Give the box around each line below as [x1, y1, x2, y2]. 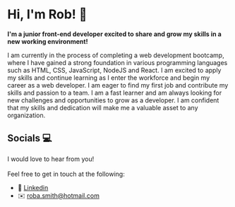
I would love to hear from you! [7, 155, 95, 163]
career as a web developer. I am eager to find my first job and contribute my [7, 81, 229, 89]
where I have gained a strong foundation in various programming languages [7, 58, 228, 66]
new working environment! [7, 37, 88, 45]
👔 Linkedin [17, 183, 49, 191]
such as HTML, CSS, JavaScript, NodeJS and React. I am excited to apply [7, 66, 222, 74]
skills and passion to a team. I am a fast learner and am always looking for [7, 88, 222, 97]
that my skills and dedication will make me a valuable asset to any [7, 103, 199, 112]
